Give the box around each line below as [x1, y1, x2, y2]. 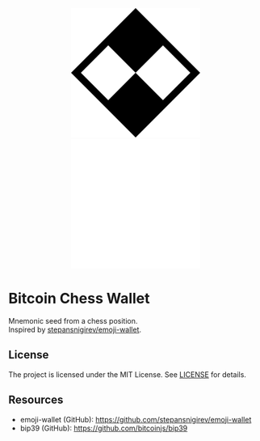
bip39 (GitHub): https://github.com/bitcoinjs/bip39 [19, 423, 188, 433]
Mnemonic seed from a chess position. [8, 316, 138, 325]
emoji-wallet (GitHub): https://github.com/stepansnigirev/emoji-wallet [19, 414, 252, 424]
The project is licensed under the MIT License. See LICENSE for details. [8, 369, 246, 380]
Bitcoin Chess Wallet [8, 290, 151, 307]
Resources [8, 393, 64, 407]
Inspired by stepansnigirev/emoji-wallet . [8, 324, 142, 334]
